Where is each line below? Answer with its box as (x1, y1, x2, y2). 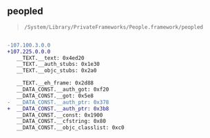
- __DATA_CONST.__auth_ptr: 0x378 (7, 99, 109, 106)
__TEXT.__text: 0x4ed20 (16, 54, 85, 61)
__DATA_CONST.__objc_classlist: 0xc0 (16, 124, 125, 131)
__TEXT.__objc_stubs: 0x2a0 (16, 67, 97, 74)
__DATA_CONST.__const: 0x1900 (16, 111, 103, 119)
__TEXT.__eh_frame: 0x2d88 (16, 80, 94, 87)
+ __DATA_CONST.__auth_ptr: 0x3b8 (7, 105, 109, 112)
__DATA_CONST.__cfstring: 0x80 (16, 118, 107, 125)
